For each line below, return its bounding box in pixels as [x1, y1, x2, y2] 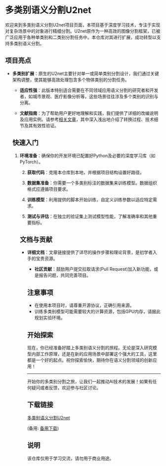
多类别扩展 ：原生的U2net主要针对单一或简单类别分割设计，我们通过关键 [12, 70, 159, 76]
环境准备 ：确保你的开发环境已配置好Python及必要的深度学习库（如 [19, 152, 156, 159]
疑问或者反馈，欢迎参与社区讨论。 [31, 385, 101, 391]
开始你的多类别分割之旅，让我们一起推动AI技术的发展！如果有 [27, 379, 153, 384]
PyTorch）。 [19, 159, 43, 165]
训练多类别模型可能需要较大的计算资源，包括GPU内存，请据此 [34, 308, 161, 315]
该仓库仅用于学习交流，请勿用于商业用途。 [27, 455, 114, 461]
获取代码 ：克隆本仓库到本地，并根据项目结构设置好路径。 [27, 169, 144, 175]
